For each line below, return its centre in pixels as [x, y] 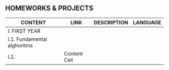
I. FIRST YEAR [24, 31]
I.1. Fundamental [28, 39]
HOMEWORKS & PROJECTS [49, 8]
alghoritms [20, 45]
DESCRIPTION [111, 22]
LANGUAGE [147, 22]
